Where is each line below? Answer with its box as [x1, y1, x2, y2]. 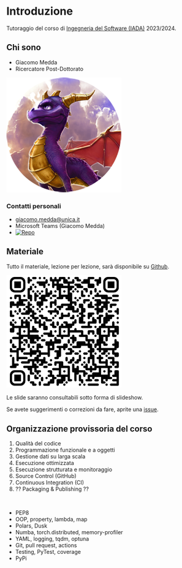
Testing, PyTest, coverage [15, 548, 82, 556]
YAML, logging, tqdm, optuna [15, 535, 89, 543]
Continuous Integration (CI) [15, 479, 85, 487]
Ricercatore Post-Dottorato [15, 65, 84, 72]
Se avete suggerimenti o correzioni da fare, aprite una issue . [6, 406, 159, 413]
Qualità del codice [15, 440, 61, 447]
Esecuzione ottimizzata [15, 460, 75, 467]
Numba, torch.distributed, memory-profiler [15, 529, 124, 536]
